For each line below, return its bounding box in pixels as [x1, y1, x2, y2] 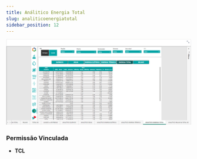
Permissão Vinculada [6, 134, 69, 142]
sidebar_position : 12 [6, 22, 59, 28]
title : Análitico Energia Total [6, 9, 85, 15]
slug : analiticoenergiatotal [6, 15, 78, 22]
